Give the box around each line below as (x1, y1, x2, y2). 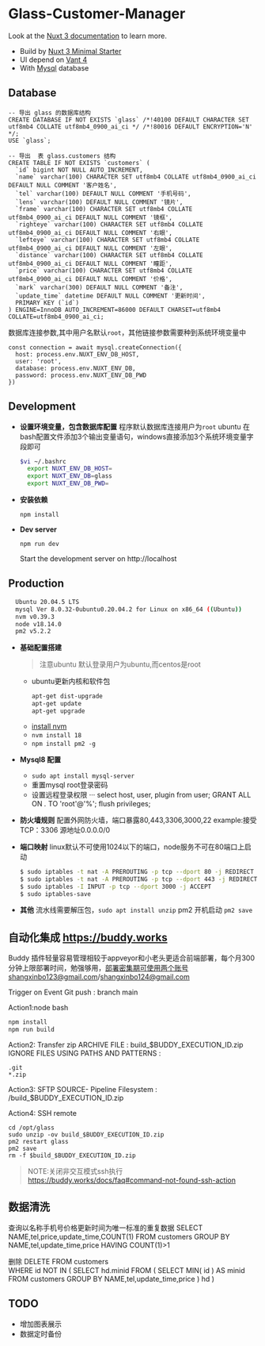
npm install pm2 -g (31, 740, 97, 748)
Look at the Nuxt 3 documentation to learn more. (8, 31, 168, 40)
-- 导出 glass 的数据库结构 (8, 109, 91, 117)
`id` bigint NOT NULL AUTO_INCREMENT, (15, 166, 144, 174)
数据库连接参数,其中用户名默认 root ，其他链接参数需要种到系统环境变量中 (8, 327, 247, 337)
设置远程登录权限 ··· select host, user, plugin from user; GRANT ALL (31, 790, 252, 799)
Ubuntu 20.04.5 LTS (15, 598, 80, 606)
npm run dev (19, 540, 59, 548)
